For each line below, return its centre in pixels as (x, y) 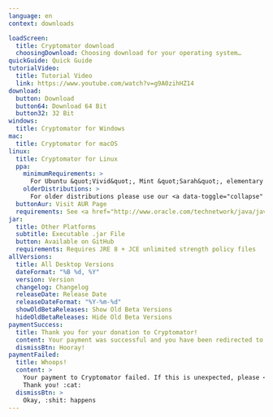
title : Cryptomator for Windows (71, 129)
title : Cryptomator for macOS (67, 144)
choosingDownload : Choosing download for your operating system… (129, 54)
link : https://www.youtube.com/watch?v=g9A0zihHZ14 (105, 83)
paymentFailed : (34, 355)
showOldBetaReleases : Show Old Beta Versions (94, 310)
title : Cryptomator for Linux (67, 159)
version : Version (45, 279)
